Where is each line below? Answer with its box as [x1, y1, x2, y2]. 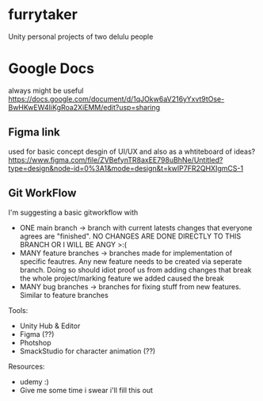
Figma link [8, 125, 61, 139]
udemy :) [19, 376, 49, 386]
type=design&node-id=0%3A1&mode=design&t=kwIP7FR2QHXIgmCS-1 [8, 163, 244, 173]
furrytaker [8, 6, 78, 24]
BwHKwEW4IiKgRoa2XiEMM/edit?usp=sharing [8, 102, 161, 112]
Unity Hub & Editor [19, 321, 81, 330]
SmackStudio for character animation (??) [19, 346, 156, 356]
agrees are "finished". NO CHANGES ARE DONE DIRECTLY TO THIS [19, 231, 242, 241]
